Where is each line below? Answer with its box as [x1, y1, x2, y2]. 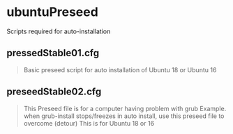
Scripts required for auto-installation [6, 27, 111, 35]
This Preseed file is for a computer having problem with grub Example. [23, 104, 227, 112]
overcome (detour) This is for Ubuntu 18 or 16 [23, 119, 155, 127]
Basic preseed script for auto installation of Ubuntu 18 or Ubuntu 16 [23, 65, 217, 74]
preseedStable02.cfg [6, 86, 102, 98]
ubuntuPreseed [6, 4, 98, 20]
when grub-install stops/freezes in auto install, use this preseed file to [23, 112, 225, 120]
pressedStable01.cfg [6, 47, 99, 59]
